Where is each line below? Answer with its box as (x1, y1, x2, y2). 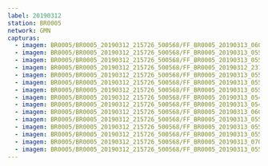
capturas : (7, 34, 41, 42)
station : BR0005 (7, 19, 62, 27)
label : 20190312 (7, 11, 62, 20)
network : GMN (7, 26, 51, 34)
